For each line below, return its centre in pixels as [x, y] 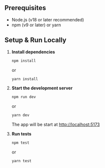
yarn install [25, 79]
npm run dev [24, 97]
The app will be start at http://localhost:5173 [56, 125]
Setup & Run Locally [35, 40]
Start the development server [42, 88]
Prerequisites [25, 8]
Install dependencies [33, 52]
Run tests [21, 134]
